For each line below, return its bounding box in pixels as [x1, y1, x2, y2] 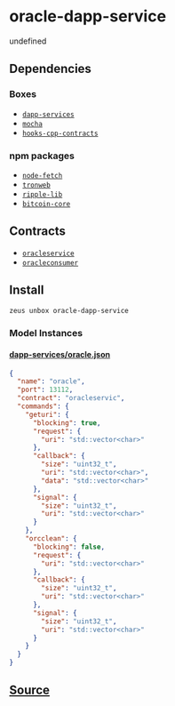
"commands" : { [17, 402, 69, 411]
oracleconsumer [21, 258, 79, 268]
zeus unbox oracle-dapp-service [9, 306, 129, 315]
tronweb [21, 181, 51, 189]
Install [9, 283, 44, 298]
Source [9, 683, 51, 698]
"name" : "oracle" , [17, 377, 86, 386]
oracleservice [21, 249, 75, 258]
